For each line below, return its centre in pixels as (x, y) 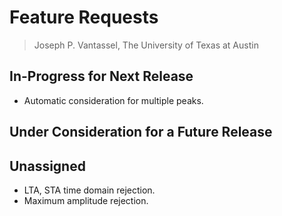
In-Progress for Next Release (101, 76)
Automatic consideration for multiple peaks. (113, 100)
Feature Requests (84, 17)
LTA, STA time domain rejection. (89, 190)
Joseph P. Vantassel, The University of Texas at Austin (146, 45)
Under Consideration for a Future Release (141, 132)
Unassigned (47, 166)
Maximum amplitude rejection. (86, 200)
